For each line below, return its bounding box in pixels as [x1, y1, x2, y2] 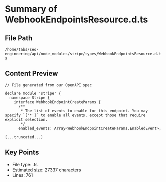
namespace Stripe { [9, 95, 50, 100]
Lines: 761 [12, 172, 33, 178]
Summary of [5, 3, 57, 15]
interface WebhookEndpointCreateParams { [14, 99, 101, 105]
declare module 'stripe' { [5, 91, 61, 96]
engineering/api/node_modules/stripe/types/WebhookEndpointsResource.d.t [5, 51, 162, 56]
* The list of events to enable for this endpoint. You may [20, 108, 148, 113]
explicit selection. [5, 117, 48, 122]
